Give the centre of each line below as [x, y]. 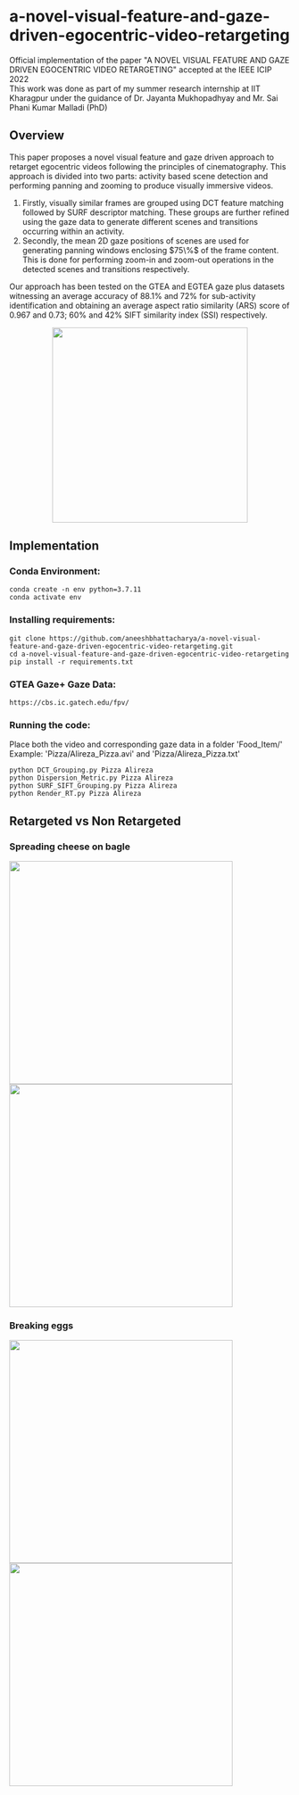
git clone [28, 638]
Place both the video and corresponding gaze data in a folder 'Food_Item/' [146, 744]
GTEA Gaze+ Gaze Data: [63, 684]
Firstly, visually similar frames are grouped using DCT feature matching [153, 203]
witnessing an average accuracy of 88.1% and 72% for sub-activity [133, 295]
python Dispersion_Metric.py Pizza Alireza [91, 778]
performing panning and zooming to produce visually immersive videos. [141, 186]
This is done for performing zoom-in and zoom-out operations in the [148, 260]
